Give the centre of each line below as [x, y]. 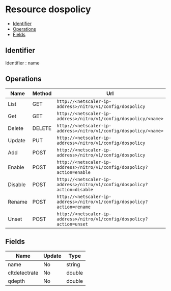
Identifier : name [22, 63]
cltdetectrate [23, 273]
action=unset [72, 224]
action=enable [74, 172]
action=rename [74, 207]
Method [42, 93]
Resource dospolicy [48, 9]
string [73, 264]
